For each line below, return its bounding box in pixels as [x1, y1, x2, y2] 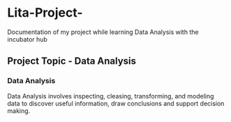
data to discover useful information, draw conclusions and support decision [7, 99, 225, 107]
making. [7, 106, 31, 115]
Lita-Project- [7, 5, 83, 21]
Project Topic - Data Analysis [7, 55, 137, 67]
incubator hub [7, 35, 47, 43]
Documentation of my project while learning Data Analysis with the [7, 28, 199, 36]
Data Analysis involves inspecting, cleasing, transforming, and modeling [7, 91, 214, 100]
